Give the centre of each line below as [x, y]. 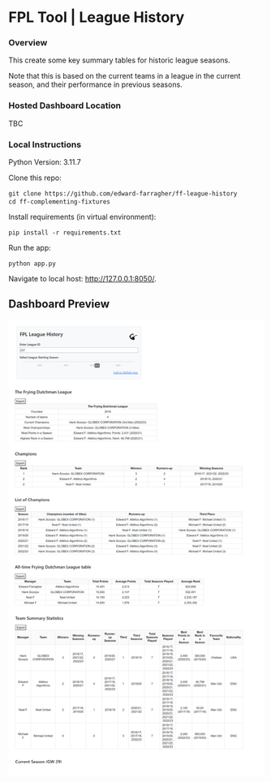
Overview [28, 43]
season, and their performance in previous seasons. [95, 84]
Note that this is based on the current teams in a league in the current [125, 76]
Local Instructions [45, 144]
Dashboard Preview [59, 304]
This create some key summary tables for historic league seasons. [119, 60]
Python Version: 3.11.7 [45, 162]
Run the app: [30, 248]
